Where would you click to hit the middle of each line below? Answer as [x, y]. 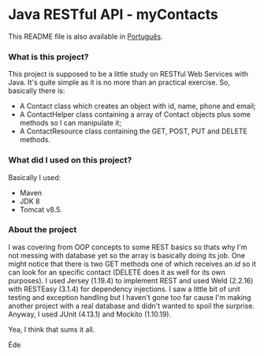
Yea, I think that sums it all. [52, 329]
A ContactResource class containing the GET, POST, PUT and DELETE [134, 131]
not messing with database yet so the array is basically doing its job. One [127, 255]
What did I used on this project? [70, 160]
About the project [43, 230]
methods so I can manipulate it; [71, 123]
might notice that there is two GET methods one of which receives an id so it [132, 264]
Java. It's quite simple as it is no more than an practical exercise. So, [119, 82]
